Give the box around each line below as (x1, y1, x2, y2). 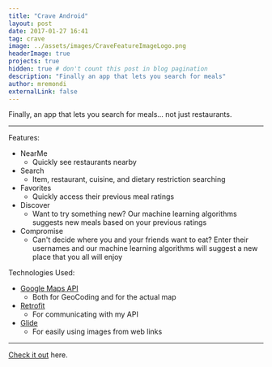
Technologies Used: (8, 268, 75, 278)
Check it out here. (8, 350, 69, 360)
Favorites (19, 183, 52, 193)
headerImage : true (8, 50, 70, 58)
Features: (8, 133, 40, 143)
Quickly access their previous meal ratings (32, 192, 175, 201)
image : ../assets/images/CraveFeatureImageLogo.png (8, 42, 186, 50)
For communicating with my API (32, 309, 139, 319)
